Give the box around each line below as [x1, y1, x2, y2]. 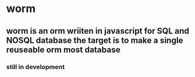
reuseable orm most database [6, 45, 121, 55]
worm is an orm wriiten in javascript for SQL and [6, 26, 190, 36]
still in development [6, 63, 65, 71]
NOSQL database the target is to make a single [6, 35, 184, 45]
